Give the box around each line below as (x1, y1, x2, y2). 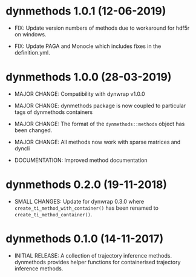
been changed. (14, 126, 53, 134)
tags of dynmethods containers (14, 108, 93, 116)
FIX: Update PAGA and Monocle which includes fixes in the (14, 42, 162, 50)
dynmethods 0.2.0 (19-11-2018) (5, 178, 168, 192)
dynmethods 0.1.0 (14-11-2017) (5, 232, 164, 245)
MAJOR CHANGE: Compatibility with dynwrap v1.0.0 (14, 90, 145, 98)
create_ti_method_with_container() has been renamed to (14, 204, 158, 212)
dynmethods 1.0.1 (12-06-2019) (5, 4, 166, 18)
